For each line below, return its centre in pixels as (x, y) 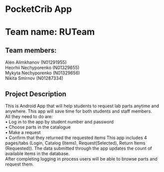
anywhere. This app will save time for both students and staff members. (79, 111)
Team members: (31, 50)
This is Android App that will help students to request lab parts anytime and (82, 106)
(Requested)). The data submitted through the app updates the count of (79, 148)
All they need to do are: (29, 116)
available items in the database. (38, 154)
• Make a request (23, 132)
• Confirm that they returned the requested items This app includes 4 (76, 138)
